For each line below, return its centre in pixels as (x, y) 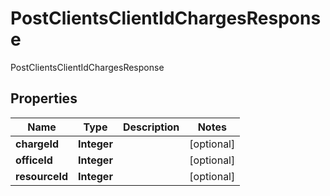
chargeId (37, 144)
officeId (34, 160)
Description (151, 127)
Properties (44, 98)
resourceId (42, 176)
